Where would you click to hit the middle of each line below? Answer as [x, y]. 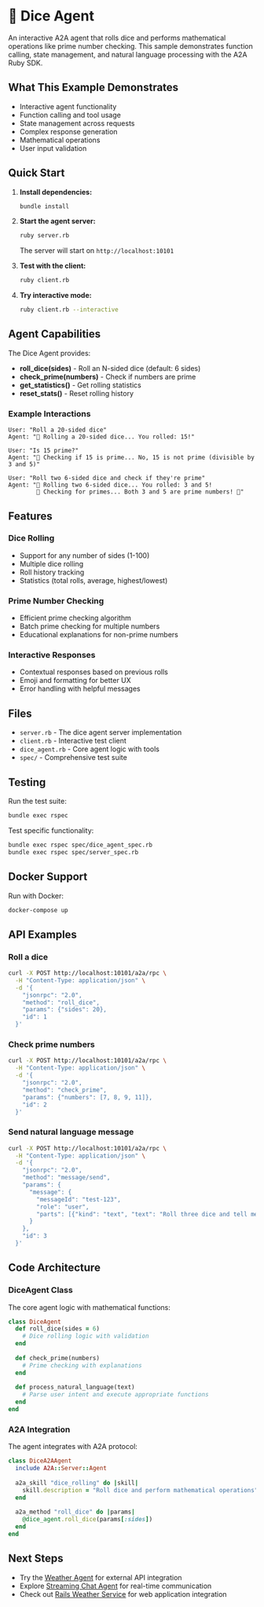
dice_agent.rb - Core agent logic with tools [89, 749]
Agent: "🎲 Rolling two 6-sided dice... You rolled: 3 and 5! [110, 485]
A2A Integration [39, 1429]
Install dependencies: [56, 192]
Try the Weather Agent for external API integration [101, 1577]
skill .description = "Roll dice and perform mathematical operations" [140, 1490]
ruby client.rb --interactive [69, 310]
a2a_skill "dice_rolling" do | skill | [77, 1483]
